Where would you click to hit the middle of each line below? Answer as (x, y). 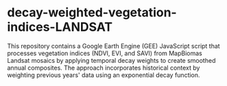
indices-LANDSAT (60, 27)
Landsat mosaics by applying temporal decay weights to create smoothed (111, 60)
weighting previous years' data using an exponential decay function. (104, 75)
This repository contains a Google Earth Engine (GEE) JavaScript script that (114, 46)
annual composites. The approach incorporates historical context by (104, 68)
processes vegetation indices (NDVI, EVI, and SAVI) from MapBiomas (105, 53)
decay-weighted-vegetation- (92, 13)
